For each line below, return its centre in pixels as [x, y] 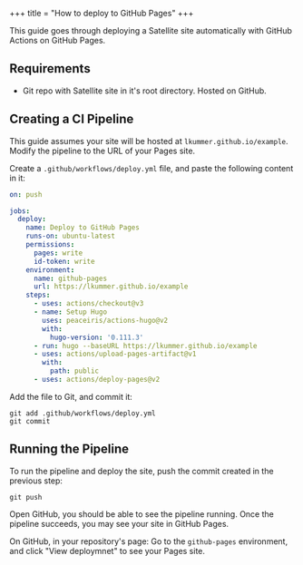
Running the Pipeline [69, 449]
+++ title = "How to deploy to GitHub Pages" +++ [102, 13]
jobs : [20, 211]
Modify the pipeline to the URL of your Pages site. [103, 151]
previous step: [36, 481]
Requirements [50, 68]
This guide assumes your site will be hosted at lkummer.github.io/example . [149, 141]
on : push [26, 194]
